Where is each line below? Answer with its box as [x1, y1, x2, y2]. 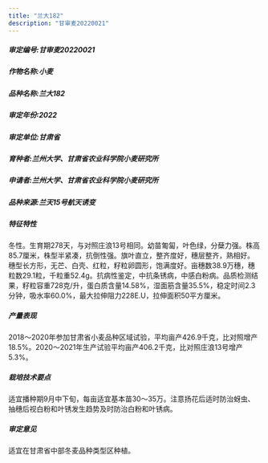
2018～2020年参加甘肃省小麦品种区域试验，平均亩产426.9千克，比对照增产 [8, 332, 258, 342]
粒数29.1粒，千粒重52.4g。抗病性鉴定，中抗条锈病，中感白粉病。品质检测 [8, 270, 251, 281]
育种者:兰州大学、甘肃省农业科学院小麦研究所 [8, 153, 159, 163]
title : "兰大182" [8, 11, 64, 20]
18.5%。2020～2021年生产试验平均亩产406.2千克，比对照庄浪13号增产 [8, 343, 243, 352]
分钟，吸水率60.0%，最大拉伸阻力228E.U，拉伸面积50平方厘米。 [8, 290, 225, 301]
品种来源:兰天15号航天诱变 [8, 197, 96, 207]
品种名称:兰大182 [8, 88, 66, 98]
